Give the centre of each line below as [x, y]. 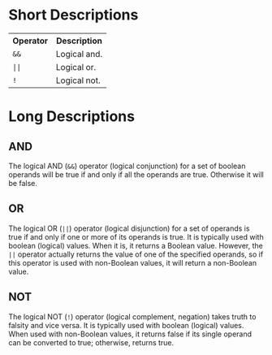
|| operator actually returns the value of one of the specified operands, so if [136, 254]
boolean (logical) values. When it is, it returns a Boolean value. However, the [136, 245]
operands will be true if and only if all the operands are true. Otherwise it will [136, 174]
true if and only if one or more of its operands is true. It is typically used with [136, 236]
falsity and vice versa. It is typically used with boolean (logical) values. [126, 325]
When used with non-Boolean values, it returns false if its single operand [130, 334]
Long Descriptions [72, 117]
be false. [23, 183]
